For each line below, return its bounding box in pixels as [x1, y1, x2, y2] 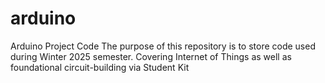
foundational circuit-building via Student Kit [10, 61, 190, 73]
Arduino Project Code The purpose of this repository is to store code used [10, 40, 316, 52]
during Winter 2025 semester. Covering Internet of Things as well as [10, 50, 292, 62]
